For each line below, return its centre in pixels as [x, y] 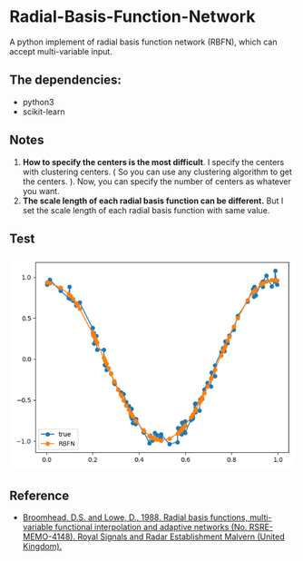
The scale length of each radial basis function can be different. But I [153, 201]
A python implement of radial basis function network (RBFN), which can [143, 42]
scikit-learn [44, 112]
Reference [39, 495]
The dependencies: [66, 80]
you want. [41, 191]
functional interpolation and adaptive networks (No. [151, 527]
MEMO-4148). [49, 536]
